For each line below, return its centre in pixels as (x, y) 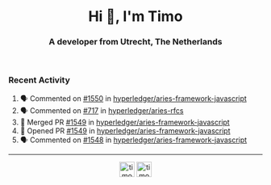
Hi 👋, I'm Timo (135, 17)
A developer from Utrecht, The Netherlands (135, 42)
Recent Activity (40, 80)
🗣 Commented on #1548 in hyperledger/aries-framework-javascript (133, 140)
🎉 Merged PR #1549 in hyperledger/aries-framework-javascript (125, 122)
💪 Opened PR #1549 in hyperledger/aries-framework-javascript (125, 130)
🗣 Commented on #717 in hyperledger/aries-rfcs (102, 110)
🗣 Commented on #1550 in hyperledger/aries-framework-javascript (133, 98)
